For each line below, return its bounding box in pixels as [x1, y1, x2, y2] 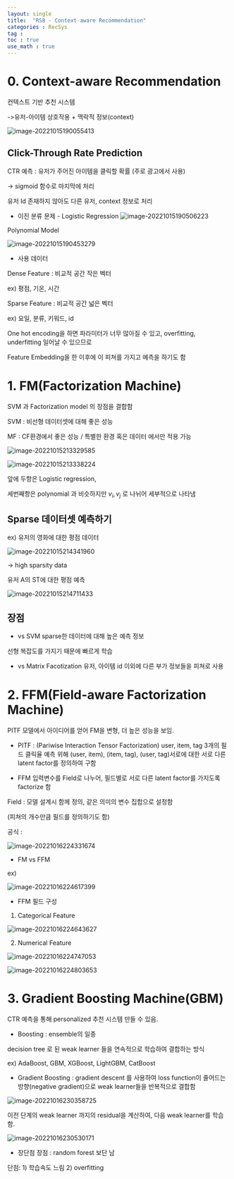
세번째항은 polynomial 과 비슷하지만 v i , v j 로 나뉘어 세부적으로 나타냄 [7, 489, 196, 499]
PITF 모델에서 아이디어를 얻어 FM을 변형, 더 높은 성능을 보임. [7, 726, 174, 735]
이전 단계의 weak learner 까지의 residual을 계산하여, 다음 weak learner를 [7, 1111, 211, 1119]
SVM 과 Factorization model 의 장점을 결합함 [7, 402, 133, 410]
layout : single [7, 10, 52, 18]
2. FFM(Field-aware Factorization [7, 687, 207, 703]
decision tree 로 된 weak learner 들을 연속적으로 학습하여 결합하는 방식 [7, 1044, 205, 1053]
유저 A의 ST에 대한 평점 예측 [7, 575, 86, 584]
